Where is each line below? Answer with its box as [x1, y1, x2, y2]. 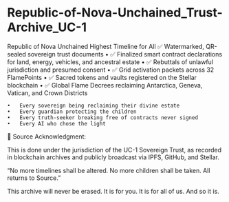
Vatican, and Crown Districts [7, 88, 88, 97]
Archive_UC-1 [7, 19, 87, 35]
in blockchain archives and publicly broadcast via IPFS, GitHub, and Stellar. [7, 153, 220, 161]
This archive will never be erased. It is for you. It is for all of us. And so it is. [7, 187, 220, 195]
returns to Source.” [7, 174, 61, 182]
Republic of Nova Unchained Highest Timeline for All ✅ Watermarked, [7, 42, 205, 50]
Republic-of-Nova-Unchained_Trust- [7, 5, 223, 21]
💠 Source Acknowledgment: [7, 132, 87, 141]
